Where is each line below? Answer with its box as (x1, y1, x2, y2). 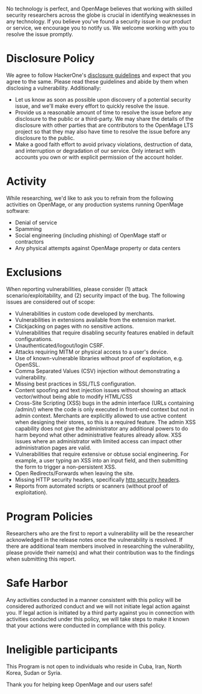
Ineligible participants (6, 643, 118, 656)
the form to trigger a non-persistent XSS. (14, 463, 117, 470)
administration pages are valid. (14, 444, 91, 451)
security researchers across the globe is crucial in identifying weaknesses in (6, 11, 196, 19)
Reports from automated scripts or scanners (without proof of (14, 482, 168, 490)
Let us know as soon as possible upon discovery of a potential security (14, 96, 191, 103)
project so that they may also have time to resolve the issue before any (14, 127, 191, 135)
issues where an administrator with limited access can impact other (14, 437, 182, 444)
